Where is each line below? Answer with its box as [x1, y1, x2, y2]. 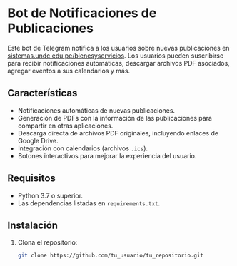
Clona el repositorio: [17, 238, 78, 247]
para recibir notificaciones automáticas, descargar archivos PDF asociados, [7, 58, 230, 67]
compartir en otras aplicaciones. [17, 121, 114, 130]
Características [7, 87, 78, 99]
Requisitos [7, 173, 56, 185]
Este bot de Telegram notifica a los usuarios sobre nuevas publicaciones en [7, 44, 230, 52]
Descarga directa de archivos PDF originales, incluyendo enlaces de [17, 128, 219, 137]
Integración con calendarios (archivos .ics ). [17, 144, 148, 153]
